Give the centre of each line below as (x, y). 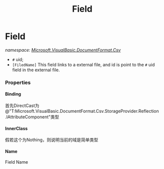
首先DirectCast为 (22, 106)
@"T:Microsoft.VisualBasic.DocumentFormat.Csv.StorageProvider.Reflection (82, 111)
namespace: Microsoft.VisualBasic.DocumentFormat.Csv (63, 50)
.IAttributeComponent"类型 (32, 117)
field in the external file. (36, 70)
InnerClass (16, 128)
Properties (18, 83)
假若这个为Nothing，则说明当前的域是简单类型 (52, 140)
